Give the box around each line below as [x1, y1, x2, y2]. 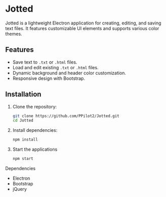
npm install [12, 137, 38, 143]
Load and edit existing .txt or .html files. [12, 64, 99, 70]
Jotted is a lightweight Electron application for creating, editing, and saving [5, 20, 161, 26]
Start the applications [12, 146, 58, 153]
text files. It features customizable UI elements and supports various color [5, 25, 159, 31]
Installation [5, 90, 41, 99]
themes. [5, 31, 22, 37]
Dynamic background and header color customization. [12, 70, 127, 76]
